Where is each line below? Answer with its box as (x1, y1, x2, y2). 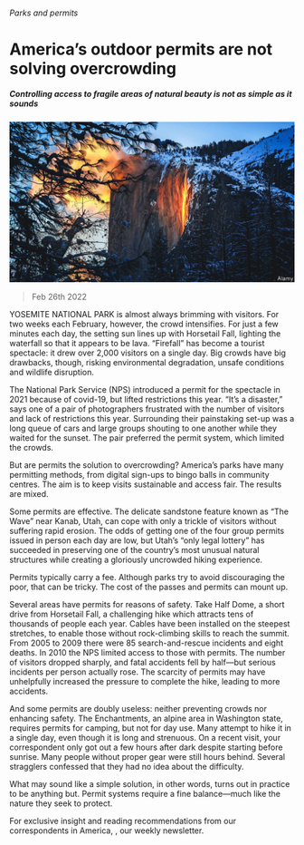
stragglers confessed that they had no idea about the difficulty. (9, 762, 244, 772)
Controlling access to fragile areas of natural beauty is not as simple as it (9, 89, 292, 100)
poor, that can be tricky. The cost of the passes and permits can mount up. (9, 581, 289, 593)
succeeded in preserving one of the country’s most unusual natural (9, 545, 260, 556)
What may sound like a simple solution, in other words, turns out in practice (9, 779, 290, 790)
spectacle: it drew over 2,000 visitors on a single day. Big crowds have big (9, 347, 287, 358)
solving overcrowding (9, 58, 176, 79)
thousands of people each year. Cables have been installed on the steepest (9, 618, 290, 629)
